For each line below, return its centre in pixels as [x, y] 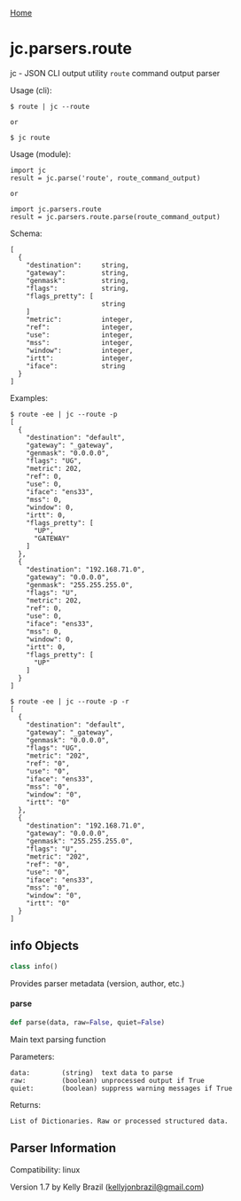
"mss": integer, [80, 342]
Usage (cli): [31, 90]
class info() [34, 966]
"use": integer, [80, 335]
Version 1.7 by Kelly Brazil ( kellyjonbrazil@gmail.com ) [107, 1187]
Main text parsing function [58, 1039]
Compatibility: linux [45, 1169]
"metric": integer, [80, 319]
